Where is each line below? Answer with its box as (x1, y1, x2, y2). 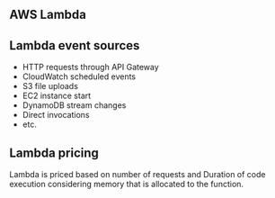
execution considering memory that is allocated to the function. (9, 179, 244, 190)
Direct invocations (22, 110, 90, 121)
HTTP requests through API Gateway (22, 62, 159, 73)
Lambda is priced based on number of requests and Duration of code (9, 169, 266, 180)
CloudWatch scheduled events (22, 71, 137, 82)
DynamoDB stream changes (22, 100, 127, 111)
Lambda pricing (9, 145, 99, 160)
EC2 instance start (22, 90, 92, 102)
